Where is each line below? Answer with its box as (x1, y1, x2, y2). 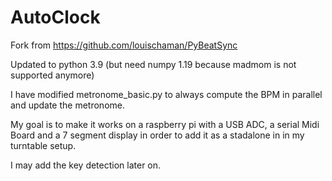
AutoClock (10, 6, 101, 29)
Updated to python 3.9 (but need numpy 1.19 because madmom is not (10, 58, 297, 70)
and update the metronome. (10, 99, 125, 111)
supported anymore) (10, 69, 95, 81)
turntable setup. (10, 139, 77, 151)
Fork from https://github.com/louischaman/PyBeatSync (10, 39, 238, 51)
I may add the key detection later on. (10, 159, 162, 171)
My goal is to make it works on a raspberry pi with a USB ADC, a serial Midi (10, 118, 320, 130)
